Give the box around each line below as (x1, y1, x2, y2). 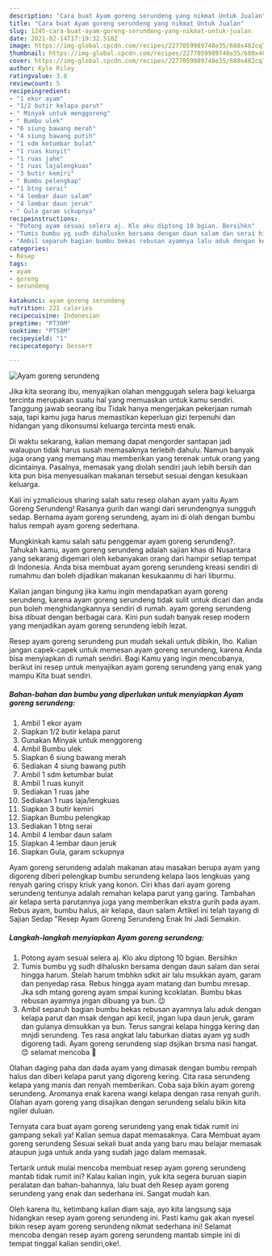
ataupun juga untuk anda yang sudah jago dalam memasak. (9, 1148, 207, 1157)
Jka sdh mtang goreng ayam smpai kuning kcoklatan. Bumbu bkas (20, 987, 242, 998)
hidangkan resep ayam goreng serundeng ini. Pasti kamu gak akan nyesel (9, 1213, 254, 1223)
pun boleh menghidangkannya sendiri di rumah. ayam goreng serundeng (9, 603, 252, 614)
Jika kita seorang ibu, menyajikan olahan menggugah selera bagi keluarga (9, 387, 256, 397)
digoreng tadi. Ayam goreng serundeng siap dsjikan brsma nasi (20, 1039, 232, 1048)
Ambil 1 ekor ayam (20, 718, 82, 728)
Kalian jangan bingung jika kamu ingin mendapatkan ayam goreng (9, 586, 228, 596)
